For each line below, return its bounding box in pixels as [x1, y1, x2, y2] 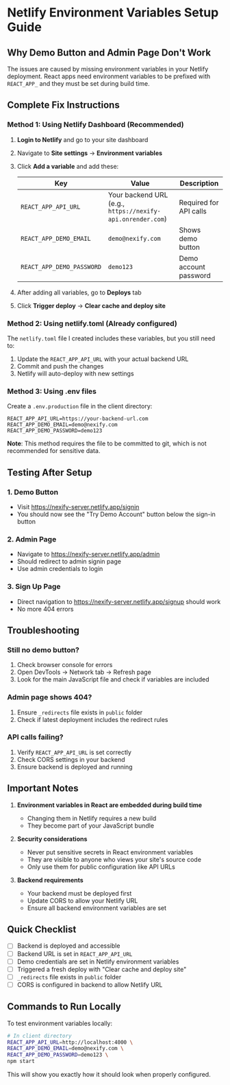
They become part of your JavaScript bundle [27, 821, 155, 830]
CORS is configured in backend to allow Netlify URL [16, 980, 163, 989]
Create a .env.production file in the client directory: [7, 402, 153, 410]
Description [179, 178, 219, 188]
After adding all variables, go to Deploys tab [16, 288, 142, 296]
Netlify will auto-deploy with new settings [16, 369, 135, 377]
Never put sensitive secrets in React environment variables [27, 848, 194, 856]
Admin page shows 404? [7, 692, 92, 702]
